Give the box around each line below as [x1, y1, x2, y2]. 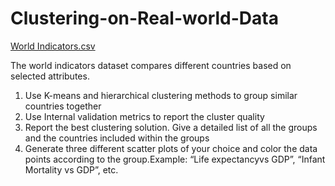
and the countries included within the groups [24, 132, 210, 144]
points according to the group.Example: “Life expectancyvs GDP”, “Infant [24, 153, 326, 165]
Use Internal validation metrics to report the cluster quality [24, 110, 265, 122]
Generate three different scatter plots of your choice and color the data [24, 142, 318, 154]
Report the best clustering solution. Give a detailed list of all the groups [24, 121, 318, 133]
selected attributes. [10, 70, 90, 82]
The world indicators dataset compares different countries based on [10, 59, 292, 71]
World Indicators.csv [10, 40, 96, 52]
